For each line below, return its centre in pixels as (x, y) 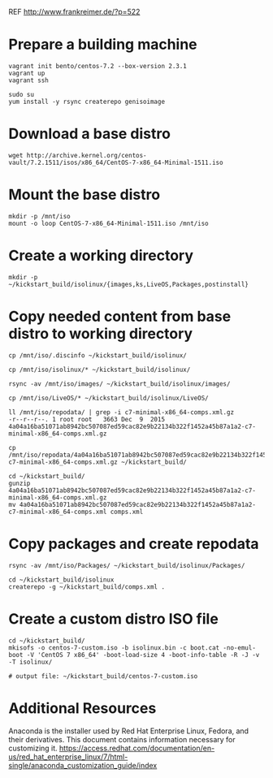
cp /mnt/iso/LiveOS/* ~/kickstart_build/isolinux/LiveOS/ (108, 398)
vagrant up (27, 73)
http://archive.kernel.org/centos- (87, 155)
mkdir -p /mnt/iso (39, 216)
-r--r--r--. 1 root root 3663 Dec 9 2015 (87, 419)
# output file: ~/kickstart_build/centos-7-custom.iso (103, 676)
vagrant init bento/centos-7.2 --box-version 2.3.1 (97, 66)
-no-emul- (239, 648)
